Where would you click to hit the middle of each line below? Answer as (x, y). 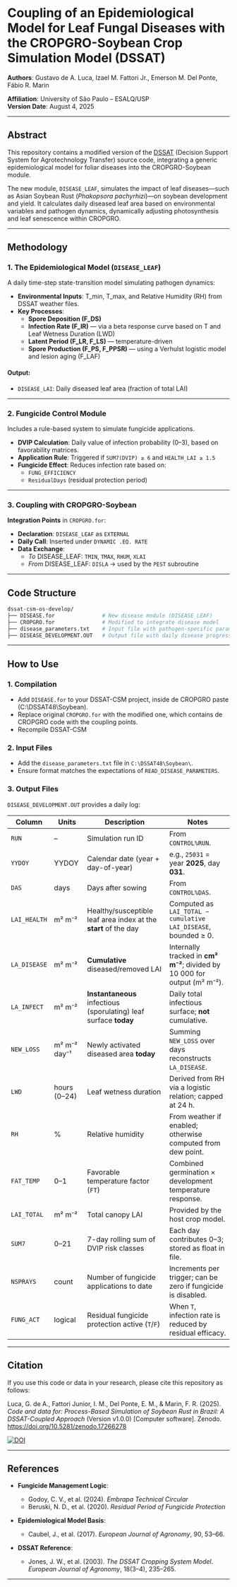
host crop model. (197, 1219)
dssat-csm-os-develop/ (41, 609)
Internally (184, 947)
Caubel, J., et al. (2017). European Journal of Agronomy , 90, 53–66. (126, 1534)
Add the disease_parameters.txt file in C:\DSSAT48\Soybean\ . (105, 763)
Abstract (27, 135)
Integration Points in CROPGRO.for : (57, 520)
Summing (185, 1032)
